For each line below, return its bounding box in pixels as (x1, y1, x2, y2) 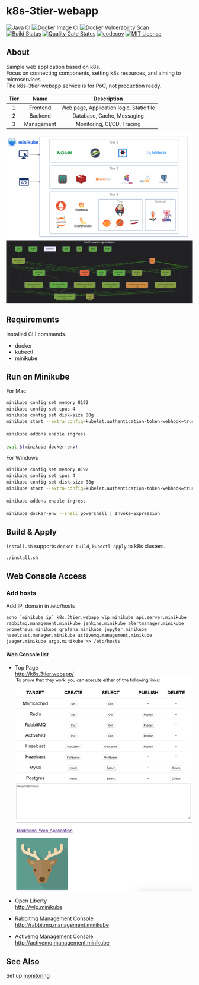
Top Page (14, 664, 38, 671)
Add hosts (6, 589, 37, 597)
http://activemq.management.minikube (14, 939, 110, 946)
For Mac (6, 387, 27, 394)
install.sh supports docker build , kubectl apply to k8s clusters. (6, 542, 166, 550)
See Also (6, 956, 40, 967)
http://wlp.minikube (14, 904, 63, 911)
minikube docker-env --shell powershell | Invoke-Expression (6, 510, 161, 516)
